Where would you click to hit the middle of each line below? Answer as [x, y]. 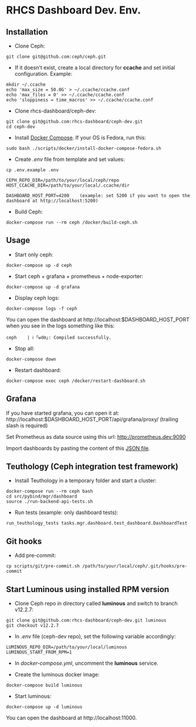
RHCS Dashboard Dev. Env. [74, 10]
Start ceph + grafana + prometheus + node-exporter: [79, 276]
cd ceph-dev [21, 127]
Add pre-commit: [35, 556]
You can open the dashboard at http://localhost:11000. [72, 718]
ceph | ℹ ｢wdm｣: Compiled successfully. [59, 337]
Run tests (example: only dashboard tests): [66, 513]
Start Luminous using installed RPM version [87, 589]
